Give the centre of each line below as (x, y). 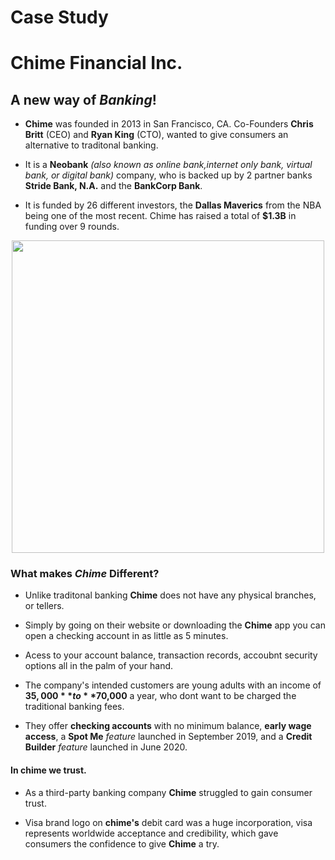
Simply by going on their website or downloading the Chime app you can (175, 625)
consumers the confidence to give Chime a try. (122, 843)
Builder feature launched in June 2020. (106, 747)
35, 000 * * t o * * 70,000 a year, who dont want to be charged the (160, 696)
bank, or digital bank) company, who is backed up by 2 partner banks (168, 175)
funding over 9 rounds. (72, 227)
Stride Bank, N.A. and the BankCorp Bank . (113, 186)
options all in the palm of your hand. (99, 666)
